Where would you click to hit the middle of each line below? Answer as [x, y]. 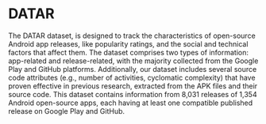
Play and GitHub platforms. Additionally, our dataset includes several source [133, 69]
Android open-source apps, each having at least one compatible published [131, 103]
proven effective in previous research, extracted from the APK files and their [133, 86]
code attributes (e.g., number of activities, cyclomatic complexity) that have [132, 77]
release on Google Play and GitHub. [67, 111]
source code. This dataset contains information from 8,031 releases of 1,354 [133, 94]
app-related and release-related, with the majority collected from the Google [133, 61]
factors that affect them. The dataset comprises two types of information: [128, 52]
